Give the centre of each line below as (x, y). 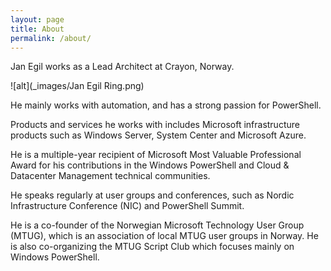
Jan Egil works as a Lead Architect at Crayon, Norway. (122, 67)
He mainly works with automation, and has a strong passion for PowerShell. (166, 105)
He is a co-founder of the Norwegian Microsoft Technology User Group (157, 225)
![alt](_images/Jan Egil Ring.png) (77, 86)
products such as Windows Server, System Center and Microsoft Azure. (158, 135)
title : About (37, 29)
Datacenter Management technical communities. (110, 176)
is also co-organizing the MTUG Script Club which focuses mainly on (152, 247)
